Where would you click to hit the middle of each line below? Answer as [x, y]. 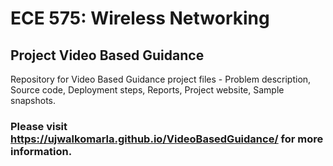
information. [41, 151]
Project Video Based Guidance [107, 55]
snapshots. [33, 100]
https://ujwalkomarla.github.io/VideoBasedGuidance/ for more [167, 139]
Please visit [39, 126]
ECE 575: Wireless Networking [140, 18]
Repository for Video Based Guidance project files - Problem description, [161, 79]
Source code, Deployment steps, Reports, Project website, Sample [147, 90]
